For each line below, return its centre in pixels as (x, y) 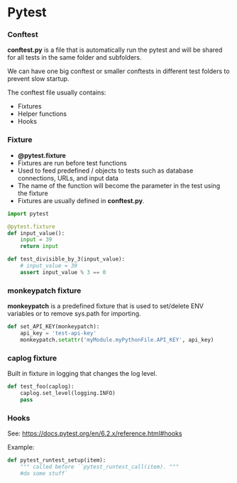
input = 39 (36, 240)
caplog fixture (32, 358)
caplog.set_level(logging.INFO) (68, 393)
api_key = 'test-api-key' (59, 333)
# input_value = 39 (49, 266)
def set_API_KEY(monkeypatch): (54, 327)
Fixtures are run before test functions (72, 163)
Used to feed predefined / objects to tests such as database (105, 170)
